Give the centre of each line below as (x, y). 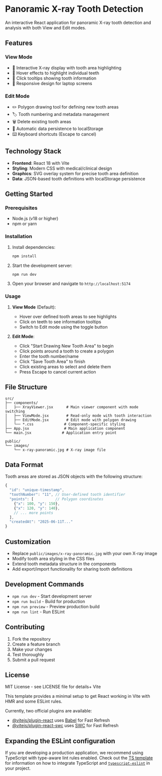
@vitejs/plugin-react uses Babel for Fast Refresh (61, 720)
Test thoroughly (28, 654)
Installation (19, 237)
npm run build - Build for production (49, 601)
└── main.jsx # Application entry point (61, 433)
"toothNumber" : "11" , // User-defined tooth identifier (67, 495)
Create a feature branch (36, 644)
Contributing (25, 627)
